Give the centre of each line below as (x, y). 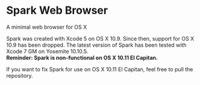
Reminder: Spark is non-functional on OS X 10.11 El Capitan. (82, 57)
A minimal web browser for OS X (47, 27)
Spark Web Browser (57, 10)
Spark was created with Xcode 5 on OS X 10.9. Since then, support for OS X (100, 38)
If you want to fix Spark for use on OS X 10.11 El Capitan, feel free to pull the (100, 69)
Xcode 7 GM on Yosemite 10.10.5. (47, 51)
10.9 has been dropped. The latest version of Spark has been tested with (96, 45)
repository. (20, 75)
